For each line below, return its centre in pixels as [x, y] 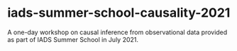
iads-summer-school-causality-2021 [119, 13]
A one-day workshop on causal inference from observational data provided [117, 32]
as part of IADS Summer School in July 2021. [73, 39]
